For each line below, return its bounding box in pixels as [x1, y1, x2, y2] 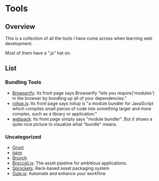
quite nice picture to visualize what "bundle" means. [12, 121, 117, 127]
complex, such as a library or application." [12, 111, 97, 116]
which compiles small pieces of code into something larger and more [12, 106, 152, 112]
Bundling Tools [5, 79, 42, 86]
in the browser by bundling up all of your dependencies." [12, 95, 127, 101]
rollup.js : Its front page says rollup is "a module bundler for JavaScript [12, 100, 154, 106]
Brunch [12, 155, 27, 160]
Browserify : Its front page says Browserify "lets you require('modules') [12, 90, 155, 96]
